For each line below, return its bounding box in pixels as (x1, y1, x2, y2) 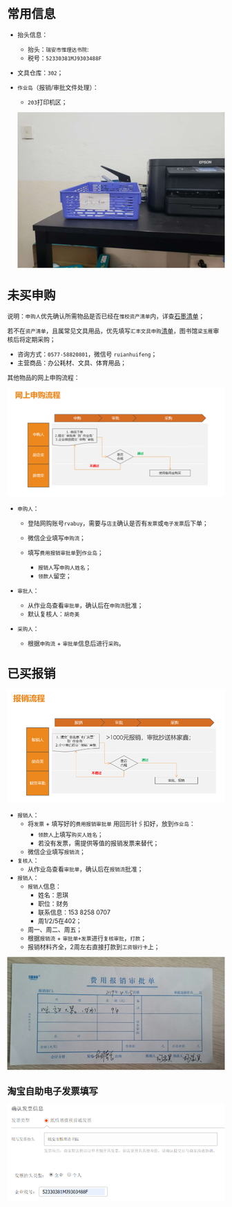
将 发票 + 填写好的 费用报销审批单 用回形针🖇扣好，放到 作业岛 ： (27, 819, 195, 827)
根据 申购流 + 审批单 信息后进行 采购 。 (27, 639, 125, 647)
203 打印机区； (27, 98, 68, 106)
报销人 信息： (27, 882, 62, 890)
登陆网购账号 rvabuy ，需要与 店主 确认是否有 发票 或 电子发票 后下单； (27, 519, 209, 528)
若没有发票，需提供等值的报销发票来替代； (37, 838, 159, 847)
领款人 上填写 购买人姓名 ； (37, 830, 104, 838)
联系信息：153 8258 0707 (37, 907, 110, 916)
